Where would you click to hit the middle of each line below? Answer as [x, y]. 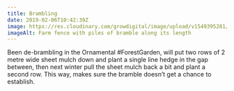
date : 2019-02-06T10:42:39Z [48, 20]
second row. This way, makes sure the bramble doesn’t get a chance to [109, 74]
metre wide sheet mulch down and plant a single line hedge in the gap [108, 60]
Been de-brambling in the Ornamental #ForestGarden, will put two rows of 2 [116, 52]
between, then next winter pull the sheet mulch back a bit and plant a [106, 67]
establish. [21, 82]
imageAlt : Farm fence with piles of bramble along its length [99, 33]
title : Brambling [32, 13]
